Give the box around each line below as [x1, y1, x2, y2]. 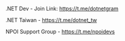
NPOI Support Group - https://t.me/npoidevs [5, 28, 115, 35]
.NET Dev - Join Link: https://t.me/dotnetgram [5, 5, 119, 12]
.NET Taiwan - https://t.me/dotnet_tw [5, 17, 97, 23]
